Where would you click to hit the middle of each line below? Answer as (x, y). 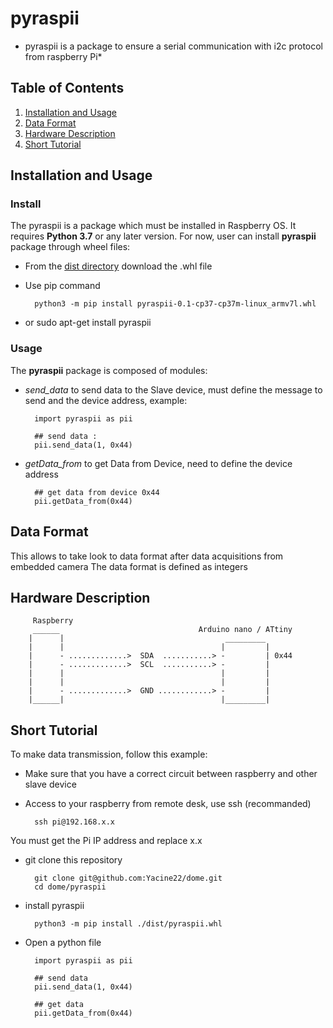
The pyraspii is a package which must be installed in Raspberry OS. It (153, 226)
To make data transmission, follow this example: (109, 754)
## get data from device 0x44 (97, 492)
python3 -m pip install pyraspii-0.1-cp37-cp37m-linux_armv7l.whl (175, 304)
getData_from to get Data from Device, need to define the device (158, 463)
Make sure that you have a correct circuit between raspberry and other (171, 774)
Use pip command (62, 286)
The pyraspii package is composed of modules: (109, 370)
